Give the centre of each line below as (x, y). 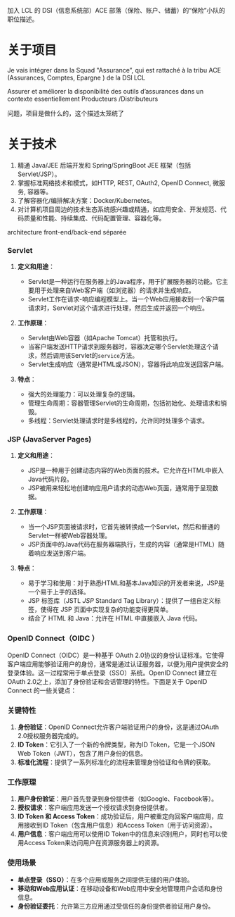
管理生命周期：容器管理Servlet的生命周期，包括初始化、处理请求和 (124, 403)
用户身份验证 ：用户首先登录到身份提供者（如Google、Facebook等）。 (117, 799)
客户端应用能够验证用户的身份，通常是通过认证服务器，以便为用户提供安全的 (118, 663)
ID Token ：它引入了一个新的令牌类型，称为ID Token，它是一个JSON (116, 744)
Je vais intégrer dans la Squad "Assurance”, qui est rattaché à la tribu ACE (114, 70)
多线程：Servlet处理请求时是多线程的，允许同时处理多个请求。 (118, 420)
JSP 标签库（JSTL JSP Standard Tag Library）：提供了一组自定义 (121, 601)
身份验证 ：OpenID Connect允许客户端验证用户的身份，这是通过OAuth (118, 727)
